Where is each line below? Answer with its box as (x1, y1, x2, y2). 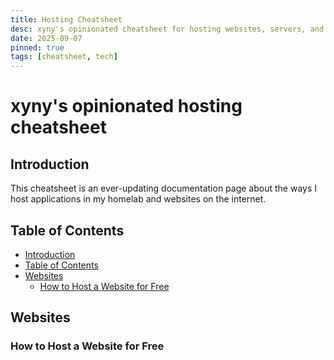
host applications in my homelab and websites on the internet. (10, 193, 267, 205)
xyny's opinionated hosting (10, 95, 243, 118)
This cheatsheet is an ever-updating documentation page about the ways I (10, 182, 317, 195)
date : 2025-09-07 (10, 33, 83, 43)
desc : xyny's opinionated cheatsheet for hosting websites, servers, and (10, 24, 325, 34)
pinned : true (10, 42, 65, 53)
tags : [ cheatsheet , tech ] (10, 52, 118, 62)
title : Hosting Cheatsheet (10, 14, 123, 25)
